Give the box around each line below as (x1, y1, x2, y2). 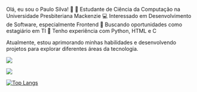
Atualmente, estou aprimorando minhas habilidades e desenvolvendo (6, 39, 177, 46)
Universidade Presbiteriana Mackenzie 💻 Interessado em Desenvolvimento (6, 13, 192, 19)
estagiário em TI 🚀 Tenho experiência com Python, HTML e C (6, 27, 157, 34)
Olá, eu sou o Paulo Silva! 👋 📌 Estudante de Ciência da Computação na (6, 6, 181, 13)
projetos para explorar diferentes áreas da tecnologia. (6, 45, 138, 52)
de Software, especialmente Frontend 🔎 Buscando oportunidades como (6, 21, 183, 28)
